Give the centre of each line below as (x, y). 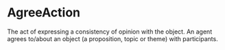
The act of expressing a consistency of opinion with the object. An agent (110, 32)
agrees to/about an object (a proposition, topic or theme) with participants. (113, 38)
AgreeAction (44, 13)
